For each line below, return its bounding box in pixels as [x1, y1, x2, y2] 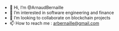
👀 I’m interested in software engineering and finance [9, 10, 114, 15]
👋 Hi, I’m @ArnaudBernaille [9, 5, 64, 10]
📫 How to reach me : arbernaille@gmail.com [9, 20, 100, 26]
